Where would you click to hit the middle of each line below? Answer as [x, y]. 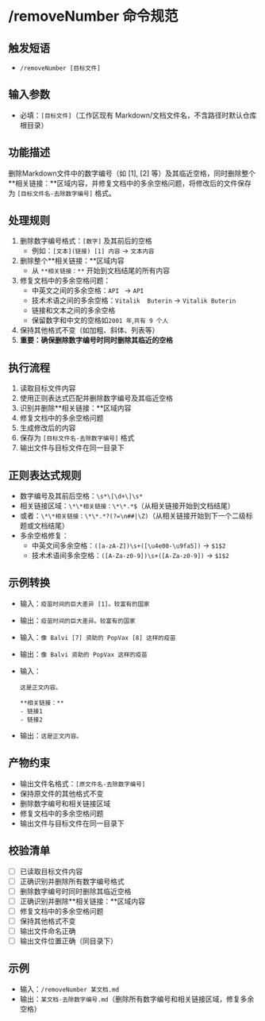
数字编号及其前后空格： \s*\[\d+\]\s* [81, 496]
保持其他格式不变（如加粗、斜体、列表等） [89, 330]
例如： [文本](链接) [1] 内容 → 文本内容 [93, 251]
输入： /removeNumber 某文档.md [69, 988]
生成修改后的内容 [48, 428]
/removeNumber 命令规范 [93, 16]
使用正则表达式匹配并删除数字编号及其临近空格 [96, 399]
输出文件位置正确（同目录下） [68, 941]
